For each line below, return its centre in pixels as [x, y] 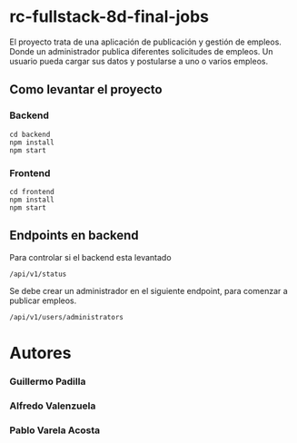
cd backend [30, 134]
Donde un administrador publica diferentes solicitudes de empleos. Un [141, 51]
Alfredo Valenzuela [53, 406]
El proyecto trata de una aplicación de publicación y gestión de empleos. [145, 42]
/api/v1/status [38, 274]
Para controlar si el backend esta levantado [90, 257]
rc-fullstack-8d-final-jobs [109, 17]
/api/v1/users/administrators [67, 317]
